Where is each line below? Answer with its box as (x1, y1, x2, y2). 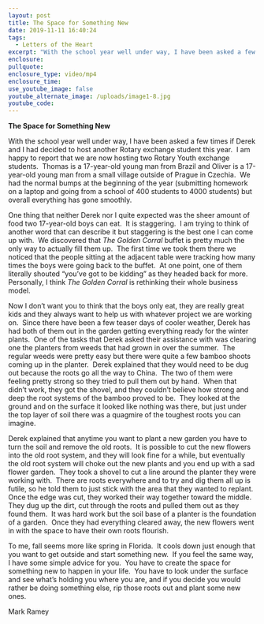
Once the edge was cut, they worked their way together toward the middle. (8, 492, 252, 502)
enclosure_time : (8, 77, 61, 85)
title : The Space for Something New (8, 19, 128, 27)
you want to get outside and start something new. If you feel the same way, (8, 550, 254, 559)
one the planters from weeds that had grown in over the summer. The (8, 343, 236, 353)
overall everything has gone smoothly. (8, 195, 132, 205)
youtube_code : (8, 99, 55, 107)
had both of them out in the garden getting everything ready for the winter (8, 327, 249, 336)
